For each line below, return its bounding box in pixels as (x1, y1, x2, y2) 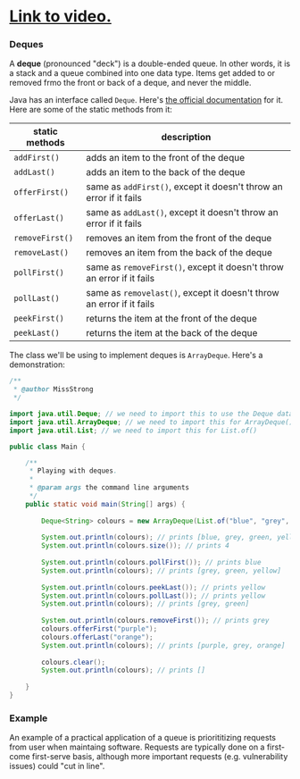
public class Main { (9, 442, 87, 451)
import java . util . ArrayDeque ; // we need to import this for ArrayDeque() (9, 417, 294, 426)
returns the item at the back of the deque (86, 327, 258, 339)
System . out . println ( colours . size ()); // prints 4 (41, 541, 229, 550)
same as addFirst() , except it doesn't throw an (86, 180, 283, 193)
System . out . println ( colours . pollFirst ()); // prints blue (41, 558, 262, 567)
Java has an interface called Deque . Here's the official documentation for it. (9, 95, 284, 105)
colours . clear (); (41, 658, 105, 666)
